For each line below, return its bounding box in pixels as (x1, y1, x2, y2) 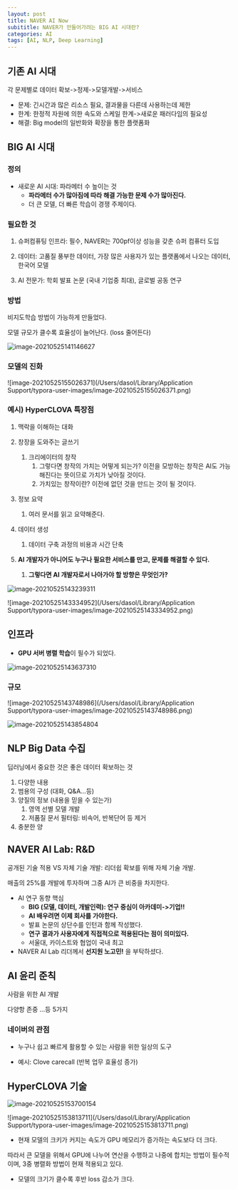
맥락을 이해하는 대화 (17, 422, 73, 431)
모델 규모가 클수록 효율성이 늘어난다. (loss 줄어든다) (7, 328, 152, 337)
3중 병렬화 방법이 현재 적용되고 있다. (22, 1159, 123, 1169)
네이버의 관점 (7, 1025, 50, 1035)
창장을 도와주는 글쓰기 (17, 438, 80, 446)
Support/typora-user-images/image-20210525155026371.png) (7, 386, 191, 394)
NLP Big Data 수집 (7, 743, 86, 755)
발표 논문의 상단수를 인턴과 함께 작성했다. (28, 920, 143, 928)
